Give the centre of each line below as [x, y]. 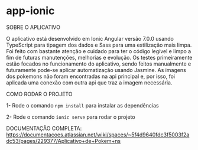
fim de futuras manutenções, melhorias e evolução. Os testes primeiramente [99, 57]
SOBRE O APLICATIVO [33, 27]
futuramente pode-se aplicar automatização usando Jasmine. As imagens [96, 70]
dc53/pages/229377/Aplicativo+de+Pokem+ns [64, 141]
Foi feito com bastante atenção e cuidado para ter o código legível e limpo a [99, 51]
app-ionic [30, 11]
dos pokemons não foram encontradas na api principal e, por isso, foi [91, 76]
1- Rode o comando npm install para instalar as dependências [82, 105]
